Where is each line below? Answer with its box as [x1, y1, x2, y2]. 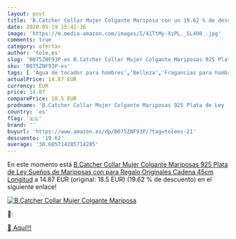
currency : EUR [7, 82, 49, 89]
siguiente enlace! [7, 183, 57, 191]
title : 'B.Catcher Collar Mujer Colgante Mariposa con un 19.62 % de [7, 17, 216, 24]
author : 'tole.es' [7, 50, 61, 57]
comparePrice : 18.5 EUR [7, 96, 77, 103]
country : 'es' [7, 108, 49, 115]
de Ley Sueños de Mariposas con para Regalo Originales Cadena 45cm [7, 168, 214, 176]
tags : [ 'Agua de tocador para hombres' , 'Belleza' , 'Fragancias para [7, 69, 212, 76]
